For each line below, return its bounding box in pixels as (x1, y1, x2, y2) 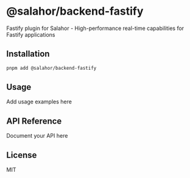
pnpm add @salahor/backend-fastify (6, 65, 97, 71)
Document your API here (6, 132, 68, 139)
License (6, 150, 37, 160)
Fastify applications (6, 31, 55, 38)
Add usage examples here (6, 98, 72, 105)
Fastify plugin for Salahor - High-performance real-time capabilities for (6, 24, 185, 32)
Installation (6, 49, 50, 59)
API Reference (6, 116, 62, 126)
